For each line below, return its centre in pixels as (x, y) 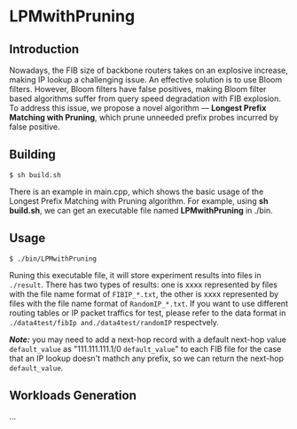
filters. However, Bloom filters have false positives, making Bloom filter (138, 89)
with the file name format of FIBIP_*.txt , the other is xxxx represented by (144, 293)
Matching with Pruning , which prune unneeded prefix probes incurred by (144, 117)
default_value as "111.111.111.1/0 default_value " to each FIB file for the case (145, 348)
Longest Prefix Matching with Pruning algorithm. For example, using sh (139, 200)
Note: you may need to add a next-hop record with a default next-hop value (148, 339)
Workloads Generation (73, 396)
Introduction (44, 49)
